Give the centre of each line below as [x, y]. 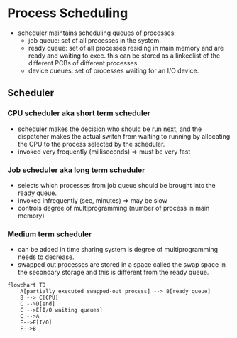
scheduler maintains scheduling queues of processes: [97, 33]
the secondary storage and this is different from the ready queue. [113, 273]
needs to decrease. [46, 257]
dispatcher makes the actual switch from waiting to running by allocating [124, 136]
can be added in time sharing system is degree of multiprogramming [118, 250]
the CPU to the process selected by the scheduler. [91, 144]
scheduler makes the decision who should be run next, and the [110, 129]
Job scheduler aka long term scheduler [76, 170]
